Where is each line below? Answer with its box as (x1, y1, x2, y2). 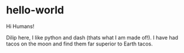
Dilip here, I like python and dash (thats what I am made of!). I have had (6, 34, 178, 41)
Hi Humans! (6, 23, 35, 30)
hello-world (6, 3, 65, 17)
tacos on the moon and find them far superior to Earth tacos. (6, 40, 153, 47)
